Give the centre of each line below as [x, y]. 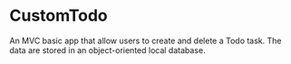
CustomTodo [59, 16]
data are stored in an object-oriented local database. [107, 50]
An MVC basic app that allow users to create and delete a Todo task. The [145, 41]
